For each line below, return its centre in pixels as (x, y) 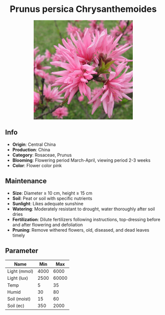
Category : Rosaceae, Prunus (42, 155)
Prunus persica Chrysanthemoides (83, 9)
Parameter (22, 251)
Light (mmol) (20, 271)
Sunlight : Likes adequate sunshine (48, 203)
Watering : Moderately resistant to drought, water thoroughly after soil (83, 209)
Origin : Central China (34, 144)
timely (19, 235)
